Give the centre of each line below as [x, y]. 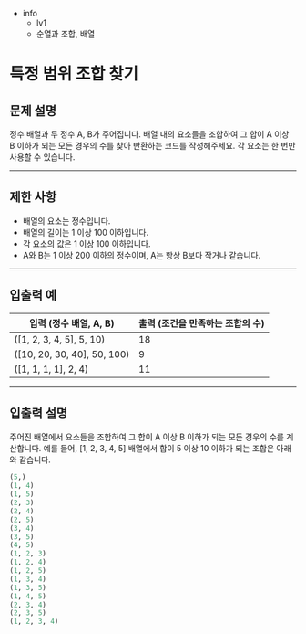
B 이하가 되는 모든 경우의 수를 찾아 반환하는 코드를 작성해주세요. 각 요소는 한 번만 [153, 146]
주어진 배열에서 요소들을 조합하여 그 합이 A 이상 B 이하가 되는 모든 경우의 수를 [147, 437]
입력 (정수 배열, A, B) [71, 323]
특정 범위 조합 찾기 [74, 74]
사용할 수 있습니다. [42, 157]
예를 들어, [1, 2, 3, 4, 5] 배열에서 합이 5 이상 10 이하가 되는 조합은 [159, 449]
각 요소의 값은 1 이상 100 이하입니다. [87, 243]
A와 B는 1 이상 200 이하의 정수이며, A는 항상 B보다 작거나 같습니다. [142, 255]
